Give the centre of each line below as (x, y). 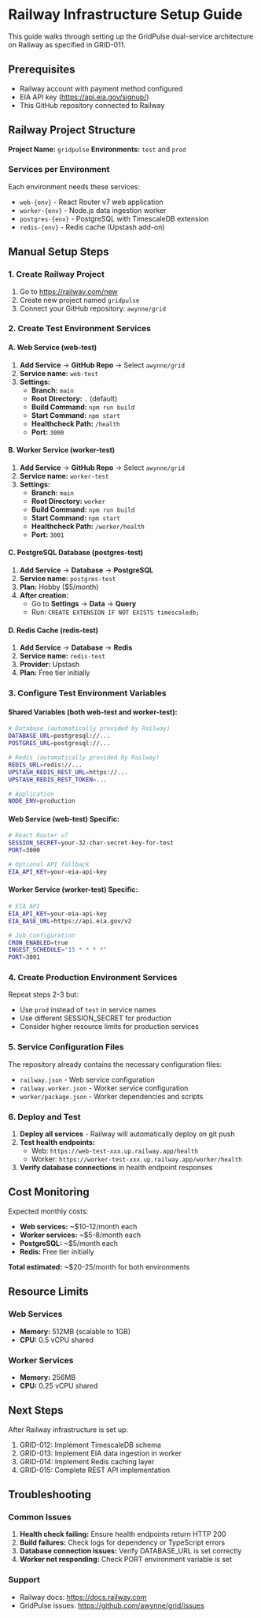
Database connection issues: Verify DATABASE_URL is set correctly (130, 1551)
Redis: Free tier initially (57, 1251)
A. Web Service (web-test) (53, 348)
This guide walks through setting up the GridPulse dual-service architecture (131, 36)
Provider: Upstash (50, 665)
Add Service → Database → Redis (76, 647)
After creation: (44, 595)
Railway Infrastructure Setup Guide (125, 15)
